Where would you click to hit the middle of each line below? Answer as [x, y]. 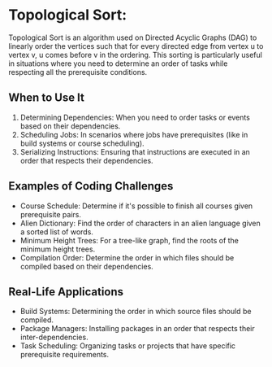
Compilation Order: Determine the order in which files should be [127, 257]
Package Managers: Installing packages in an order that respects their [137, 329]
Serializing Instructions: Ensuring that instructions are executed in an [135, 151]
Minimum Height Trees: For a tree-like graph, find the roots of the [130, 240]
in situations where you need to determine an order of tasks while [118, 63]
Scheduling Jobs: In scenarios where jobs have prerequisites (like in [134, 134]
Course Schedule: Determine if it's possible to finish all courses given [136, 206]
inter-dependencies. [54, 337]
